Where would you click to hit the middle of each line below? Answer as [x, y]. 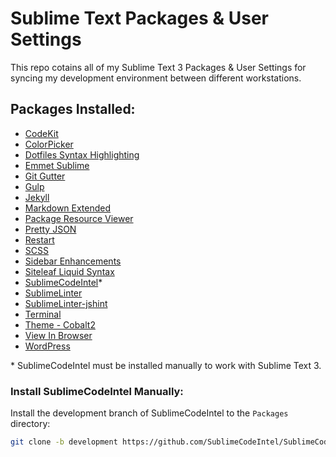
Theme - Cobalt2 [60, 324]
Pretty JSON [50, 229]
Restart [39, 239]
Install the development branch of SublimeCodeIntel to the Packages [149, 413]
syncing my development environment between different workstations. [156, 78]
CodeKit [41, 133]
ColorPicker [49, 144]
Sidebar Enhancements [73, 261]
